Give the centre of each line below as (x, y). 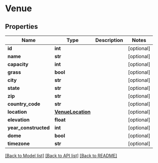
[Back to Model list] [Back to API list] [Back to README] (61, 156)
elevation (19, 120)
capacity (18, 64)
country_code (24, 104)
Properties (22, 27)
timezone (19, 143)
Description (109, 40)
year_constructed (29, 128)
